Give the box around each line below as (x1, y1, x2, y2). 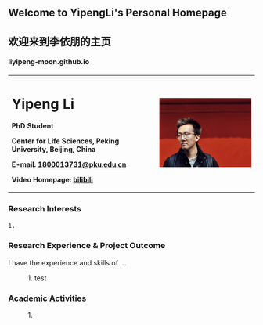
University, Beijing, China (11, 144, 96, 153)
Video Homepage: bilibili (11, 175, 94, 184)
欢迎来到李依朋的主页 (8, 34, 111, 48)
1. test (27, 273, 47, 283)
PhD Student (11, 121, 54, 130)
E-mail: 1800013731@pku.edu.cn (11, 160, 127, 169)
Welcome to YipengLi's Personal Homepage (8, 6, 227, 20)
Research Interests (8, 204, 82, 215)
